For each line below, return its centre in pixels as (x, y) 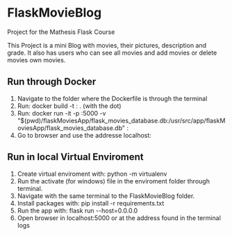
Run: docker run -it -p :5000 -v (61, 113)
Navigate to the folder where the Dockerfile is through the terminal (112, 98)
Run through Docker (52, 82)
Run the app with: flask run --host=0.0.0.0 (77, 210)
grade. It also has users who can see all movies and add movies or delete (112, 53)
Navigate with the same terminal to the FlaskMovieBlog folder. (106, 196)
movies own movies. (36, 60)
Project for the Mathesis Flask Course (61, 32)
